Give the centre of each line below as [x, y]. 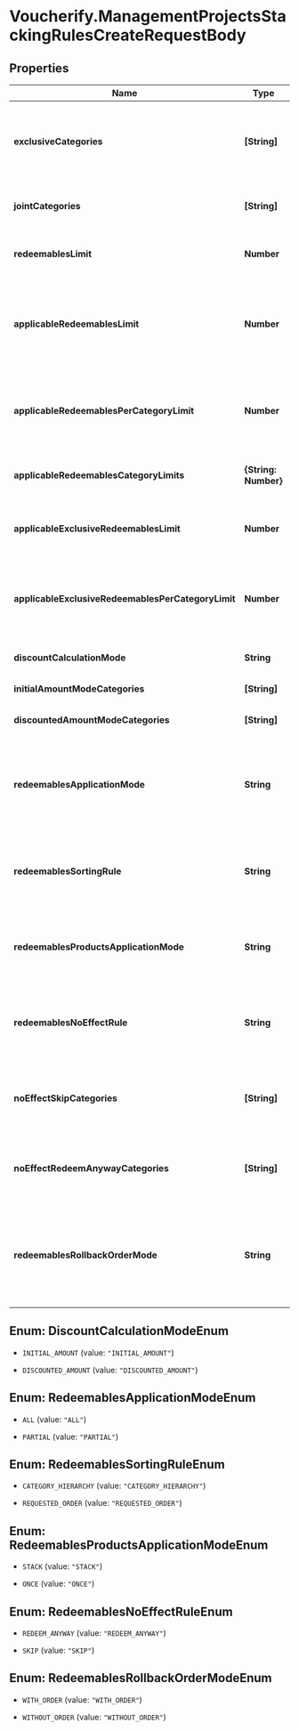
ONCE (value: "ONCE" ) [58, 1584]
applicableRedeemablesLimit [77, 324]
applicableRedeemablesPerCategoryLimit [104, 411]
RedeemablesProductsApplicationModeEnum [139, 1545]
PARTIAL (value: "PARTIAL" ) [70, 1436]
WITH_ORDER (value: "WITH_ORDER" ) [82, 1699]
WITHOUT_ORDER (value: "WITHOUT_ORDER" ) [94, 1717]
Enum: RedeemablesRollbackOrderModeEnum [141, 1678]
